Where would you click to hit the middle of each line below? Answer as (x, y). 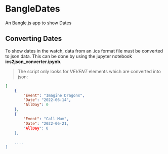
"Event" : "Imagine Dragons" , (54, 95)
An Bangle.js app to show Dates (38, 23)
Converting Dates (34, 39)
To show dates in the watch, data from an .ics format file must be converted (84, 50)
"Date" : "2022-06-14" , (47, 100)
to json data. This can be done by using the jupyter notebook (69, 56)
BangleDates (33, 9)
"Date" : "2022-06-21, (46, 123)
